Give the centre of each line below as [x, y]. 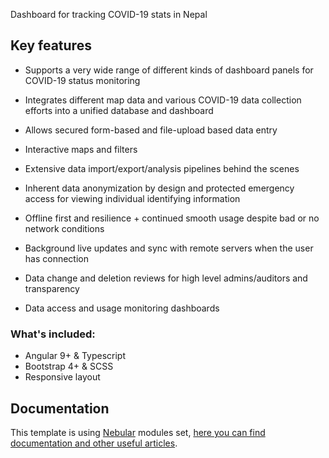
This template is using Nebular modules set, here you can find [138, 432]
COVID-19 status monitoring [82, 80]
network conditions [64, 228]
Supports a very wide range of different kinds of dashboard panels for [169, 70]
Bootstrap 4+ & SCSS [69, 366]
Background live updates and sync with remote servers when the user [169, 248]
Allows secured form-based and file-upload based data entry [151, 130]
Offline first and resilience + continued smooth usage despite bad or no [172, 218]
